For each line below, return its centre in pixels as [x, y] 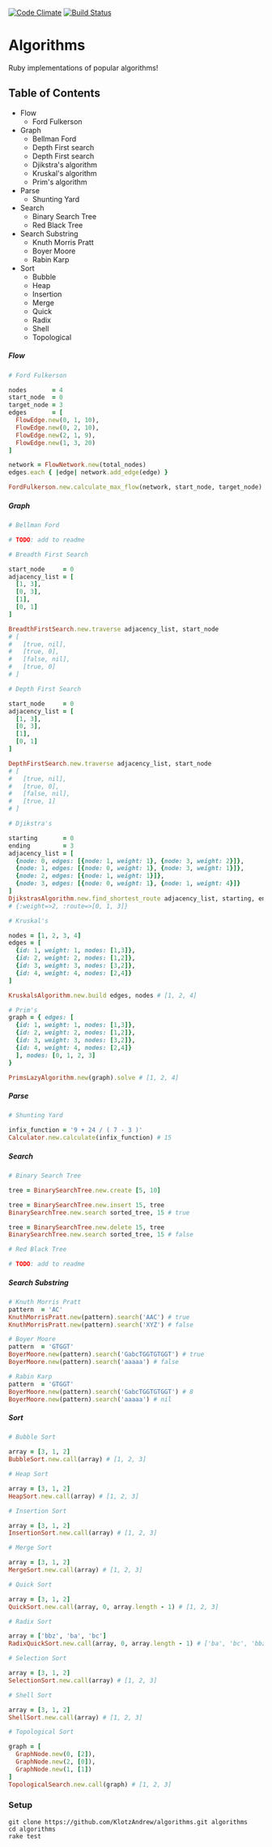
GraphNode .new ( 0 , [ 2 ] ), [55, 1754]
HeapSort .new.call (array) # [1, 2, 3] [74, 1496]
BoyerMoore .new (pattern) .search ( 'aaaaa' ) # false [94, 1362]
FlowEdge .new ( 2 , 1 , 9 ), [55, 435]
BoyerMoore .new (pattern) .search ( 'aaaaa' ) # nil [90, 1399]
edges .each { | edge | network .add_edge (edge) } [88, 473]
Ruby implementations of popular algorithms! [83, 67]
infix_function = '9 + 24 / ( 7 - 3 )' [76, 1130]
